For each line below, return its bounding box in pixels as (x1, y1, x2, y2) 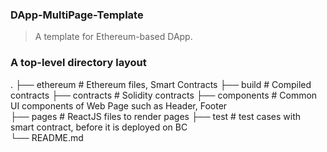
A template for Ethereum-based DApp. (34, 31, 193, 43)
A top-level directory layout (10, 56, 147, 70)
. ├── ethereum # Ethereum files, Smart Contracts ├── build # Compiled (10, 78, 312, 90)
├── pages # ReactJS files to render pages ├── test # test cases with (10, 110, 301, 122)
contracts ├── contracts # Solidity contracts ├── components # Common (10, 89, 318, 101)
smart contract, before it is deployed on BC (10, 121, 188, 133)
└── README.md (10, 131, 84, 143)
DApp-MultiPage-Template (10, 8, 144, 22)
